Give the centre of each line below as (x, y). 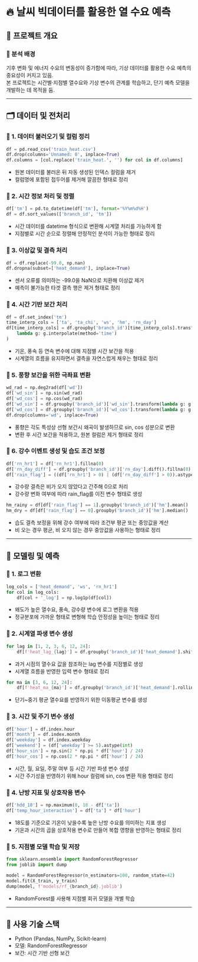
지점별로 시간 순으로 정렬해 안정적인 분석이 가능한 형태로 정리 (85, 234)
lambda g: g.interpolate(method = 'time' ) (67, 333)
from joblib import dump (37, 865)
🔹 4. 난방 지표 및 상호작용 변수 (46, 792)
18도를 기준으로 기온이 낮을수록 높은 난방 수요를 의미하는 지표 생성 (90, 822)
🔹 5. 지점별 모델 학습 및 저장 (43, 847)
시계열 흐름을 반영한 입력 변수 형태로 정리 (62, 671)
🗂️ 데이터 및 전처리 (38, 116)
